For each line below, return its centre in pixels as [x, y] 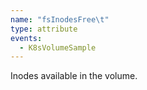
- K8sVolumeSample [58, 47]
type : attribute [44, 29]
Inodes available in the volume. [74, 76]
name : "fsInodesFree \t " [60, 19]
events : [26, 38]
